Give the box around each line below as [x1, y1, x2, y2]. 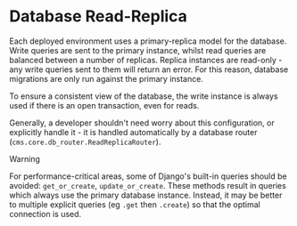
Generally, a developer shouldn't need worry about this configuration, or [9, 117, 275, 128]
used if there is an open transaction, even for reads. [9, 100, 200, 110]
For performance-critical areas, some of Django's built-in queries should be [9, 171, 287, 182]
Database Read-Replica [9, 6, 187, 27]
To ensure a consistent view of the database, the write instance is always [9, 91, 278, 101]
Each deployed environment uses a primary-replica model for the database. [9, 36, 287, 46]
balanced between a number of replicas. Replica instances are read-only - [9, 54, 283, 65]
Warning [9, 153, 40, 164]
